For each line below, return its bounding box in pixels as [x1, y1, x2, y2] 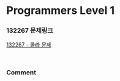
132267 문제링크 [6, 27, 54, 35]
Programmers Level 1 [6, 4, 115, 18]
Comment [6, 68, 37, 77]
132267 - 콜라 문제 [6, 41, 52, 48]
